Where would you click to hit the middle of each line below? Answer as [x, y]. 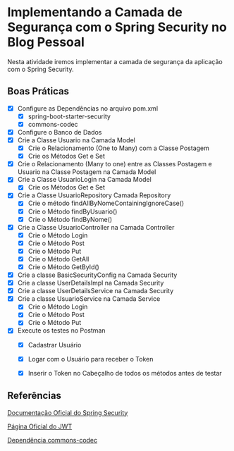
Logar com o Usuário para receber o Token [91, 359]
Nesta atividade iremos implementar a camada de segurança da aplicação [115, 61]
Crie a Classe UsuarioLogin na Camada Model [84, 180]
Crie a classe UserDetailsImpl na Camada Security [91, 283]
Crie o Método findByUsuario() [73, 211]
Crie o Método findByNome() [70, 219]
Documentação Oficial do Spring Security [68, 412]
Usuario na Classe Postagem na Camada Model [87, 172]
